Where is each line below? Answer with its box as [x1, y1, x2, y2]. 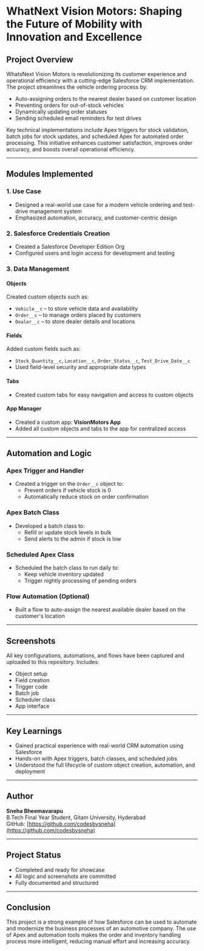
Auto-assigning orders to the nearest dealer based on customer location [15, 95, 196, 102]
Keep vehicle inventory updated [24, 570, 104, 578]
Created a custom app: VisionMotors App [15, 418, 121, 426]
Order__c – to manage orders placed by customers [15, 311, 141, 319]
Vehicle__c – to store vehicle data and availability [15, 305, 138, 313]
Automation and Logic [6, 448, 92, 458]
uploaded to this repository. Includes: [6, 659, 100, 666]
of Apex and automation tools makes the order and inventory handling [6, 932, 181, 939]
